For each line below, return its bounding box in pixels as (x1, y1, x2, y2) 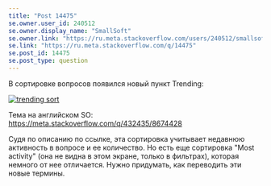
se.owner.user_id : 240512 (8, 19, 95, 27)
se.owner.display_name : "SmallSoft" (8, 27, 131, 35)
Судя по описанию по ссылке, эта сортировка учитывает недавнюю (8, 134, 245, 143)
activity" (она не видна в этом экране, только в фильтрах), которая (8, 151, 240, 161)
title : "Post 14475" (8, 11, 78, 20)
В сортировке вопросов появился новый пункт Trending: (8, 78, 204, 89)
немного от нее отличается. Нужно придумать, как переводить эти (8, 159, 242, 169)
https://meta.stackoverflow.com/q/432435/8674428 (8, 118, 183, 128)
